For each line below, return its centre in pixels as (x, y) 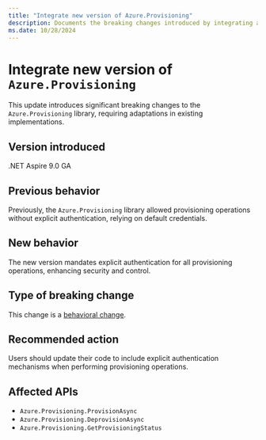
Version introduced (57, 147)
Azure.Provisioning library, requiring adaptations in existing (106, 114)
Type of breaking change (71, 296)
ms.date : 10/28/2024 (42, 30)
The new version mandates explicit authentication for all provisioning (120, 262)
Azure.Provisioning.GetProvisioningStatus (91, 428)
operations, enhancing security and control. (80, 271)
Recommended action (64, 339)
